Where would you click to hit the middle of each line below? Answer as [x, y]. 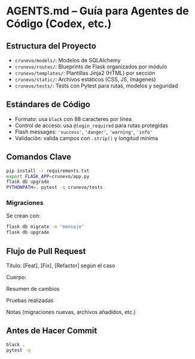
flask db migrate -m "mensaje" [45, 227]
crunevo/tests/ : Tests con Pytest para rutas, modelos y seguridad [96, 86]
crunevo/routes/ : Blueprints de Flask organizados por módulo [91, 67]
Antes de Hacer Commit [52, 331]
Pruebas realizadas [30, 300]
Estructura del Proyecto [51, 46]
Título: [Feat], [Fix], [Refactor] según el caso [61, 266]
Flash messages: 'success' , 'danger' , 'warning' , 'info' [84, 132]
